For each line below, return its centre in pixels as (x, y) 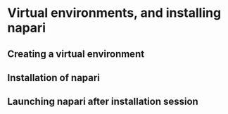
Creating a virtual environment (76, 54)
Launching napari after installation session (103, 102)
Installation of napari (54, 78)
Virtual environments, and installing (114, 13)
